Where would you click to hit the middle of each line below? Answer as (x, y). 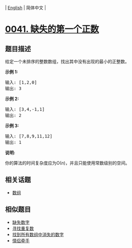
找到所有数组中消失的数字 (38, 234)
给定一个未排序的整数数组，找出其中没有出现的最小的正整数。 (67, 61)
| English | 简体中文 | (26, 8)
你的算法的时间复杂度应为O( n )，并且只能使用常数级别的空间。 (67, 163)
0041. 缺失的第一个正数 (52, 29)
